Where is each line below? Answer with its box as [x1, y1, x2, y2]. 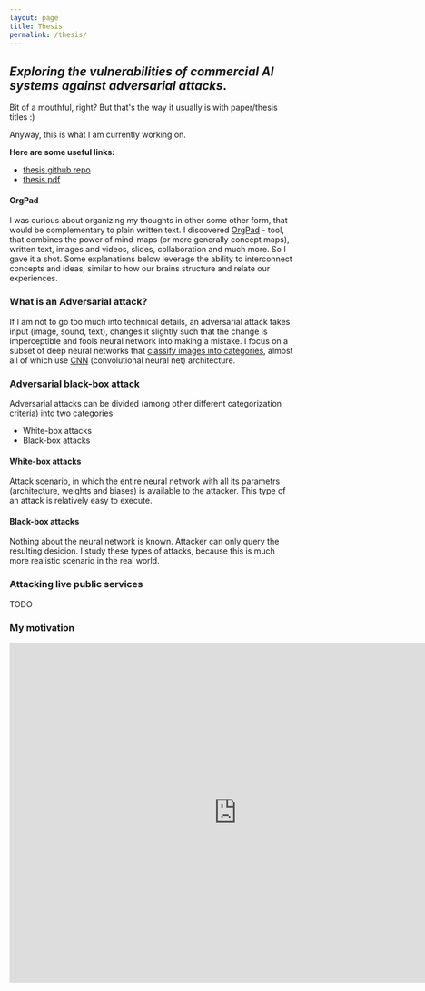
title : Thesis [9, 22, 64, 31]
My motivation [9, 621, 75, 633]
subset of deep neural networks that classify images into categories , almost [9, 345, 293, 356]
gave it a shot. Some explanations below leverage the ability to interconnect [9, 253, 292, 264]
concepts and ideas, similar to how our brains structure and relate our [9, 263, 271, 274]
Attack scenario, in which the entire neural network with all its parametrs [9, 476, 281, 486]
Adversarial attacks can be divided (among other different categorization [9, 397, 282, 408]
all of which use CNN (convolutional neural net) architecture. [9, 355, 236, 366]
